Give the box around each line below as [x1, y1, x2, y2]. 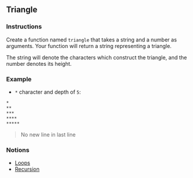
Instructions [6, 23, 43, 31]
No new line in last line [20, 131, 76, 138]
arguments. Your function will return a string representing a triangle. [6, 42, 172, 49]
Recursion [14, 166, 40, 173]
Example [6, 75, 32, 83]
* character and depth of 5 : [14, 88, 81, 96]
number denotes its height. [6, 60, 72, 67]
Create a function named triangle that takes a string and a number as [6, 36, 177, 43]
